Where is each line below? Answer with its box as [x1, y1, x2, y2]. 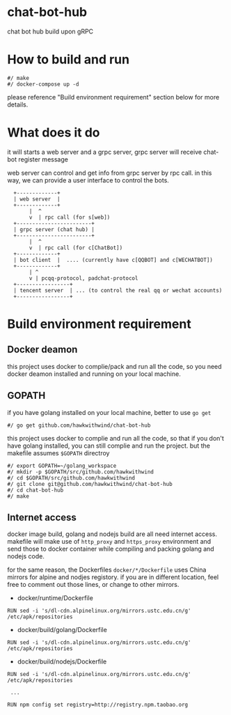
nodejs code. [7, 552, 45, 560]
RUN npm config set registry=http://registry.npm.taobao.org [7, 701, 189, 709]
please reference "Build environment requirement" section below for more [7, 93, 220, 101]
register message [18, 155, 68, 164]
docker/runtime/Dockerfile [17, 594, 94, 602]
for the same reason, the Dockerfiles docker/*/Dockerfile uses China [7, 565, 207, 574]
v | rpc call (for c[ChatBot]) [29, 244, 123, 251]
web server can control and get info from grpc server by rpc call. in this [7, 168, 212, 177]
